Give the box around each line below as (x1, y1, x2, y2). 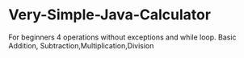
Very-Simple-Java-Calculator (8, 6, 212, 24)
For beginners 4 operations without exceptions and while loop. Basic (8, 32, 237, 42)
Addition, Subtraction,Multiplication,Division (8, 40, 154, 50)
